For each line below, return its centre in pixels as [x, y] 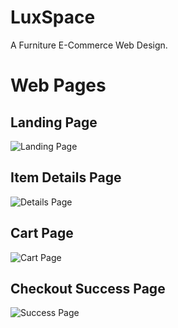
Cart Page [42, 233]
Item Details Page [66, 177]
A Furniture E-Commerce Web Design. [89, 45]
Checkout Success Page [88, 288]
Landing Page [54, 122]
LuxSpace [53, 17]
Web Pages [58, 85]
